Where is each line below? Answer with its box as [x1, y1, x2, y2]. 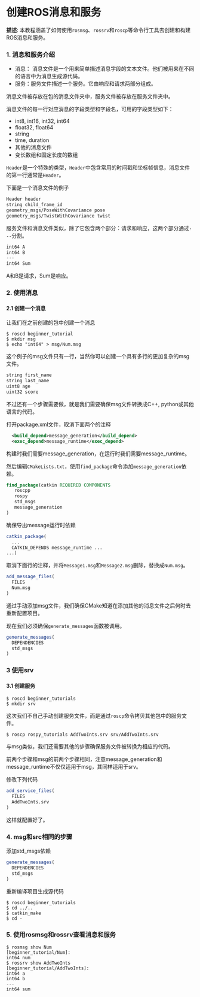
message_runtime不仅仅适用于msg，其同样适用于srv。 [6, 763, 141, 771]
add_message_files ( [6, 573, 55, 580]
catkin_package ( [6, 533, 47, 539]
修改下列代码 [6, 776, 38, 783]
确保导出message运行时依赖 [6, 521, 76, 528]
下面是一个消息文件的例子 [6, 184, 69, 192]
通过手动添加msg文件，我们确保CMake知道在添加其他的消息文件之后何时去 [6, 602, 191, 609]
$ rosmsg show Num [6, 944, 52, 950]
